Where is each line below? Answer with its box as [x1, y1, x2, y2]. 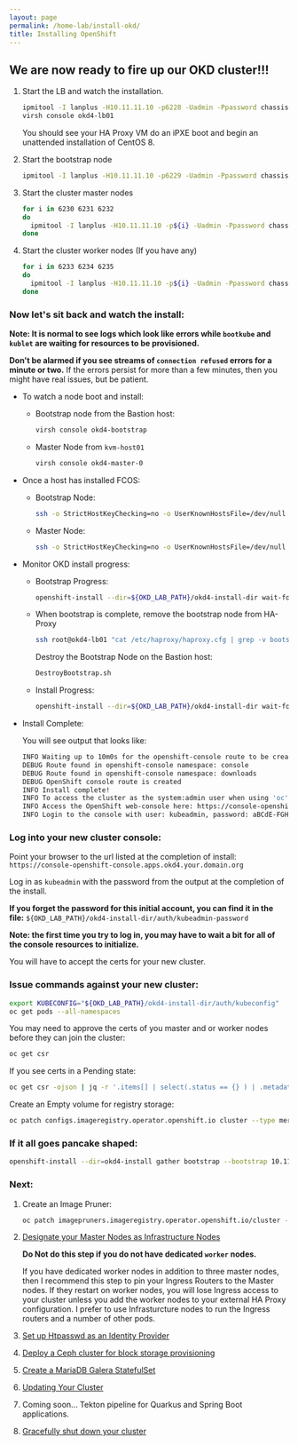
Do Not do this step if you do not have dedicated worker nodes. [21, 1249, 257, 1259]
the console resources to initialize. [9, 939, 139, 950]
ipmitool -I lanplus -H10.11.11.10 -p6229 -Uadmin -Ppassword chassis [21, 171, 289, 180]
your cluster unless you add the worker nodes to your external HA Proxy [21, 1294, 286, 1306]
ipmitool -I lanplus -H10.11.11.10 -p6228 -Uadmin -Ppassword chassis [21, 103, 289, 112]
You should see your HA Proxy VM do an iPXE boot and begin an [21, 127, 259, 138]
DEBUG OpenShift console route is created [21, 777, 182, 786]
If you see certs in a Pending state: [9, 1066, 137, 1076]
